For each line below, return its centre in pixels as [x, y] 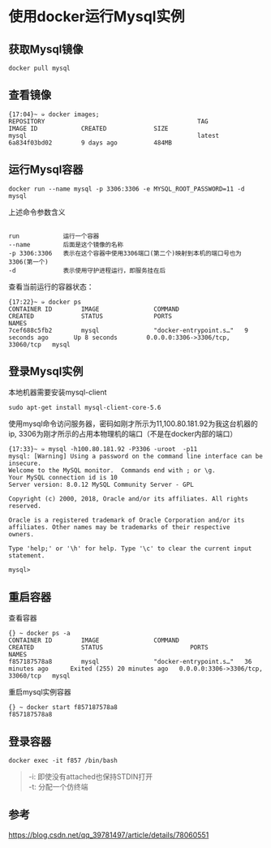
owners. [22, 535]
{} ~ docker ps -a [39, 634]
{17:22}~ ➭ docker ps [45, 302]
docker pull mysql [39, 68]
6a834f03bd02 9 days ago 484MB [90, 143]
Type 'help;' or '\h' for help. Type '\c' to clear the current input [130, 549]
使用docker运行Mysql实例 [97, 17]
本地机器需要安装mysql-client [58, 392]
